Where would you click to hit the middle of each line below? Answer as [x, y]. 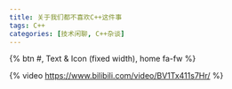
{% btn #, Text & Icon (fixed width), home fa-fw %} [103, 59]
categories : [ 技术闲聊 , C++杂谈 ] [67, 33]
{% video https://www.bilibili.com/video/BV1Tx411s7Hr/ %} [116, 76]
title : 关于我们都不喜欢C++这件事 [66, 17]
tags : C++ [28, 26]
